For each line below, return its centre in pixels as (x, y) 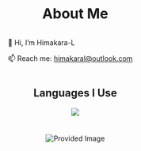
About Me (75, 14)
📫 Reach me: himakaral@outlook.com (70, 58)
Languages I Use (75, 93)
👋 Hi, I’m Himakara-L (42, 42)
